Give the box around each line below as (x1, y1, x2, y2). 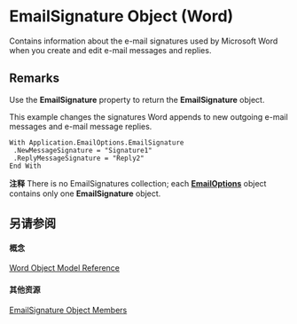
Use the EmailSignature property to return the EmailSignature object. (9, 94, 265, 105)
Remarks (9, 71, 60, 86)
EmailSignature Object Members (9, 304, 128, 315)
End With (9, 162, 42, 170)
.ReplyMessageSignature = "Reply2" (12, 154, 145, 162)
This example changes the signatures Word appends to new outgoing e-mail (9, 111, 288, 122)
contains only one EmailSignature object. (9, 188, 161, 199)
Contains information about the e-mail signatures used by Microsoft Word (9, 36, 278, 46)
